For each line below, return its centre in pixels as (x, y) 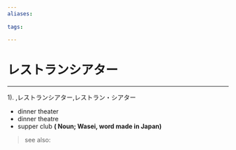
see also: (38, 140)
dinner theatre (38, 119)
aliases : (20, 14)
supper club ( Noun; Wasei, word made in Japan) (90, 126)
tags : (15, 27)
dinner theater (38, 111)
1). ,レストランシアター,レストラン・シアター (72, 97)
